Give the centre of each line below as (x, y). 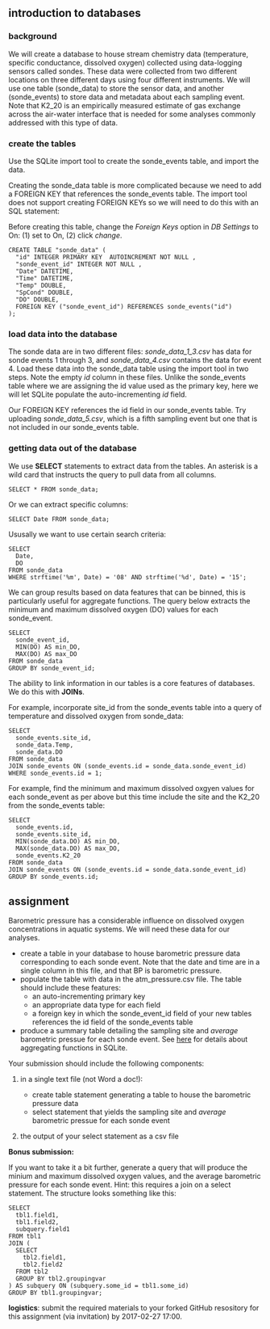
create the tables (42, 143)
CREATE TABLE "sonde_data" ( (57, 250)
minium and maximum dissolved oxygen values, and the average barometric (135, 1176)
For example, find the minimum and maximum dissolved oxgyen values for (132, 788)
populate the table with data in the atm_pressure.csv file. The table (131, 979)
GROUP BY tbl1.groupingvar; (56, 1293)
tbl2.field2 (43, 1265)
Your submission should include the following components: (106, 1064)
